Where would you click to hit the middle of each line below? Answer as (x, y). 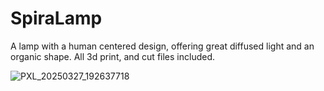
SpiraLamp (56, 18)
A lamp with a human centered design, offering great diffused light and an (162, 46)
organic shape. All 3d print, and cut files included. (112, 56)
